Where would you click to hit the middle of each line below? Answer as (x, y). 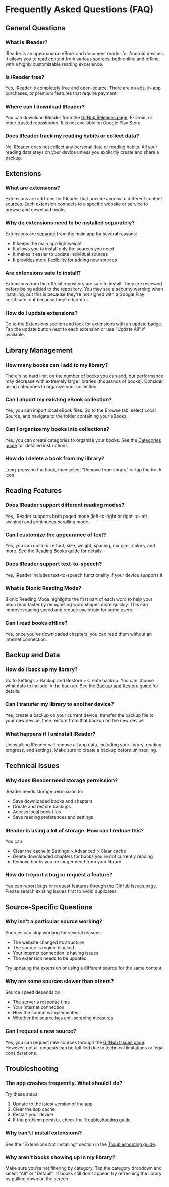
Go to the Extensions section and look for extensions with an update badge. (84, 324)
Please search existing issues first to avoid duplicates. (62, 891)
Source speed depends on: (33, 992)
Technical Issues (32, 766)
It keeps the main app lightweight (47, 243)
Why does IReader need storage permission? (61, 780)
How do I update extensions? (42, 313)
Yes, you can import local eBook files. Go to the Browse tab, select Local (81, 410)
